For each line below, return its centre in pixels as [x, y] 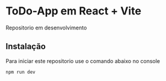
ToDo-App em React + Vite [74, 11]
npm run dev [20, 72]
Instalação [26, 46]
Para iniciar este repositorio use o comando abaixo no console [83, 61]
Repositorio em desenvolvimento [46, 28]
